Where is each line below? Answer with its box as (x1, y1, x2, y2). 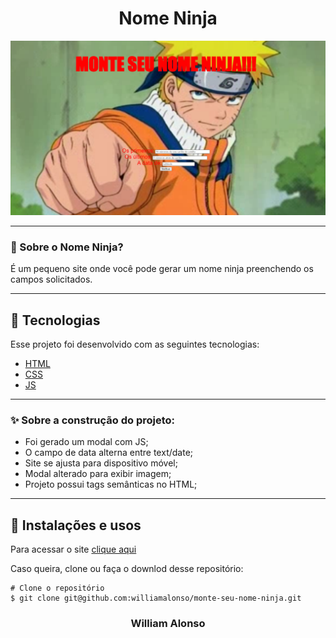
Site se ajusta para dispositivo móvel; (24, 457, 178, 469)
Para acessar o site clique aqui (10, 543, 137, 556)
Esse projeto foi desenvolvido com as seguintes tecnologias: (10, 338, 260, 351)
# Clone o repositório (10, 583, 105, 594)
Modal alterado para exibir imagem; (24, 468, 172, 480)
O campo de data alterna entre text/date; (24, 447, 194, 459)
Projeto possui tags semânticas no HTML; (24, 478, 198, 491)
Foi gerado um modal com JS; (24, 436, 149, 448)
